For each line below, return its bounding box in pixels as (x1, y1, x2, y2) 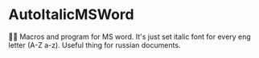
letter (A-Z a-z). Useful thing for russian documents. (8, 40, 181, 49)
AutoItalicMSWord (8, 6, 134, 24)
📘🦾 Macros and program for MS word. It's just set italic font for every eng (8, 32, 251, 41)
